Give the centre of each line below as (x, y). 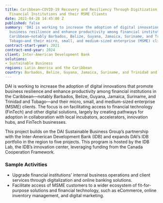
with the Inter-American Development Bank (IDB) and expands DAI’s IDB (77, 136)
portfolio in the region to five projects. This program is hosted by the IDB (77, 142)
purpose (20, 190)
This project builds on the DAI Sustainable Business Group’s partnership (77, 131)
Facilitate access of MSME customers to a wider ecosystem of (74, 185)
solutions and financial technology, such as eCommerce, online (93, 190)
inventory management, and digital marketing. (58, 196)
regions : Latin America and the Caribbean (49, 68)
